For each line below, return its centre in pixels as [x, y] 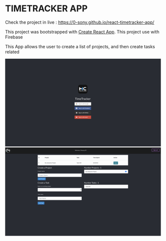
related [12, 52]
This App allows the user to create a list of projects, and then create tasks [80, 46]
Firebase [14, 37]
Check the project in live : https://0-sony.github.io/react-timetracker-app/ [80, 22]
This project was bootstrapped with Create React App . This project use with [82, 32]
